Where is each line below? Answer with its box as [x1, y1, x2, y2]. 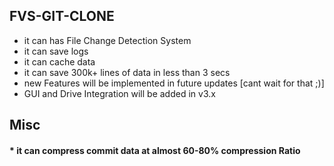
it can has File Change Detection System [23, 34, 192, 46]
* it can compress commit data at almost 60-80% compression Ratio [9, 144, 301, 156]
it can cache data [23, 55, 96, 68]
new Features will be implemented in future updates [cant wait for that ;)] [23, 77, 325, 89]
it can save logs [23, 45, 89, 57]
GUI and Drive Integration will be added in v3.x [23, 87, 216, 99]
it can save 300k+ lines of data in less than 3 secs [23, 66, 231, 78]
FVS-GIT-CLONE [9, 8, 115, 25]
